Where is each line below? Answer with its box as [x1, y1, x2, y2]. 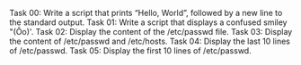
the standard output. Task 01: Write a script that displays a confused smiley [9, 17, 288, 28]
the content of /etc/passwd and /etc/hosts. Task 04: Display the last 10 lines [9, 36, 290, 46]
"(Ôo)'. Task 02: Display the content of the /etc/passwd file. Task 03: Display [9, 27, 293, 37]
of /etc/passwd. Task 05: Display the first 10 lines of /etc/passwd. [9, 45, 252, 56]
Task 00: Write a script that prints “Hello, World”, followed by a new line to [9, 8, 283, 18]
